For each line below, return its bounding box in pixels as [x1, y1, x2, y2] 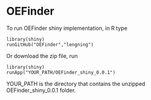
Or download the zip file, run [6, 52, 78, 59]
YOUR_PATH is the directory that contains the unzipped [6, 80, 146, 87]
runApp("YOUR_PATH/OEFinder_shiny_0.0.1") [6, 69, 116, 76]
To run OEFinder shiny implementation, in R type [6, 24, 128, 32]
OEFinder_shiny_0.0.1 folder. [6, 87, 76, 94]
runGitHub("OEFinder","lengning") [6, 41, 94, 48]
